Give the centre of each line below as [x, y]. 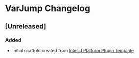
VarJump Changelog [48, 8]
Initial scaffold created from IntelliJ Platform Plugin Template [73, 50]
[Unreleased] [26, 26]
